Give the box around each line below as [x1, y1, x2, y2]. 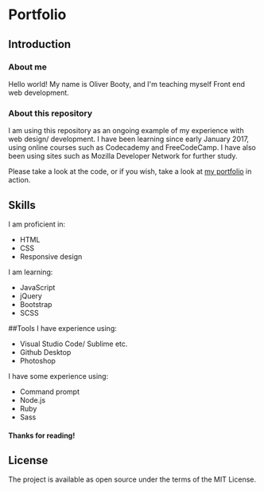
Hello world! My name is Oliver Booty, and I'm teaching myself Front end [8, 79, 245, 89]
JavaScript [19, 282, 56, 292]
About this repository [8, 108, 93, 119]
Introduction [8, 37, 72, 51]
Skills [8, 198, 36, 212]
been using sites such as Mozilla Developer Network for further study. [8, 152, 238, 161]
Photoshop [19, 356, 56, 365]
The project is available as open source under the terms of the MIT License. [8, 474, 257, 484]
